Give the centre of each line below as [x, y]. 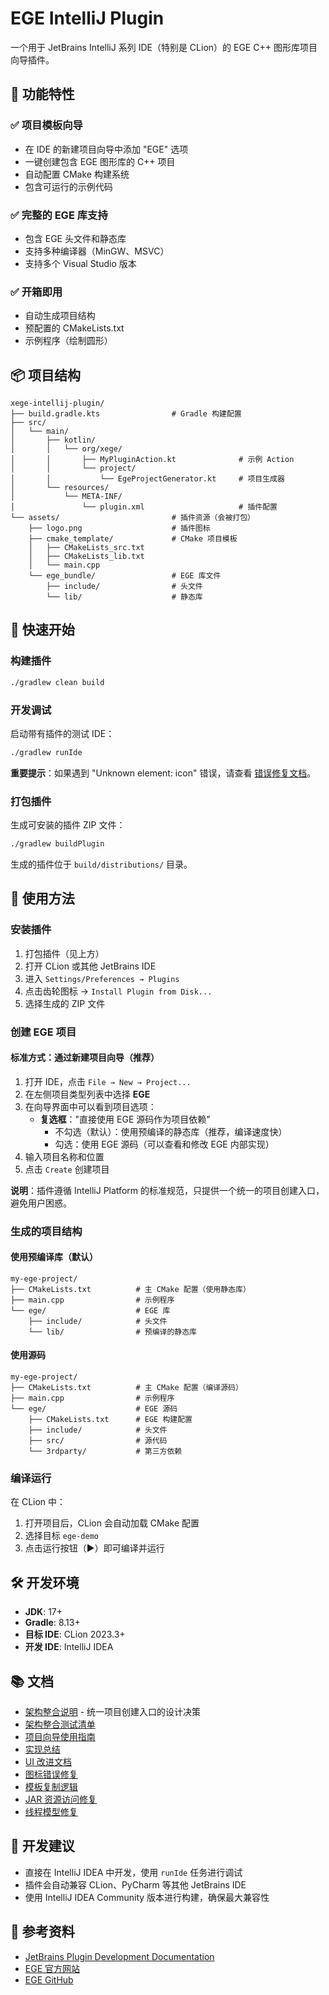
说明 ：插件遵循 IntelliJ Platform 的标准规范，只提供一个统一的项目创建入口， [167, 1190]
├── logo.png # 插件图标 [119, 528]
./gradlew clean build [57, 682]
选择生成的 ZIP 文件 [65, 1003]
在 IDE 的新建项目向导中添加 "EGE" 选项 [106, 149]
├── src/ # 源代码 [98, 1441]
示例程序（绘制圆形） [68, 341]
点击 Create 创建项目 [67, 1169]
